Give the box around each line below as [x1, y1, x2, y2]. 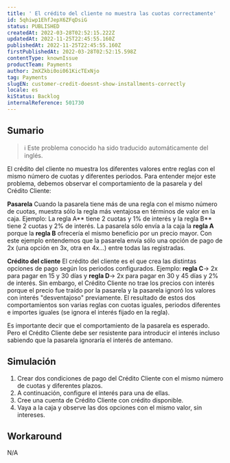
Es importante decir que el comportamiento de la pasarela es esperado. [7, 321, 210, 330]
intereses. [16, 410, 46, 419]
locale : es [7, 87, 38, 93]
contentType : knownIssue [7, 55, 78, 62]
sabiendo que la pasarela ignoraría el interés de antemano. [7, 336, 173, 344]
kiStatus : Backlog [7, 93, 60, 100]
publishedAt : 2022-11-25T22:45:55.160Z [7, 42, 122, 49]
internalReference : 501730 [7, 100, 84, 106]
